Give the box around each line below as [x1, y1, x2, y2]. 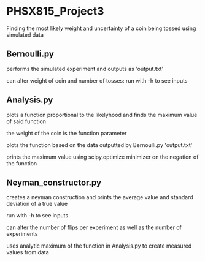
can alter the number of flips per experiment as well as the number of [6, 224, 182, 231]
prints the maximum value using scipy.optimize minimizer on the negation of [6, 153, 199, 161]
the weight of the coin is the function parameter [6, 129, 127, 137]
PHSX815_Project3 [6, 4, 104, 18]
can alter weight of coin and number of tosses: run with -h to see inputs [6, 77, 188, 84]
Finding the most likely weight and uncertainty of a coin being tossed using [6, 25, 196, 32]
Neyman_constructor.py [6, 177, 102, 187]
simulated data [6, 31, 44, 38]
